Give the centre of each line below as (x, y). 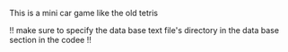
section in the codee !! (50, 40)
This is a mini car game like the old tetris (84, 13)
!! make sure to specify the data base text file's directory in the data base (144, 30)
